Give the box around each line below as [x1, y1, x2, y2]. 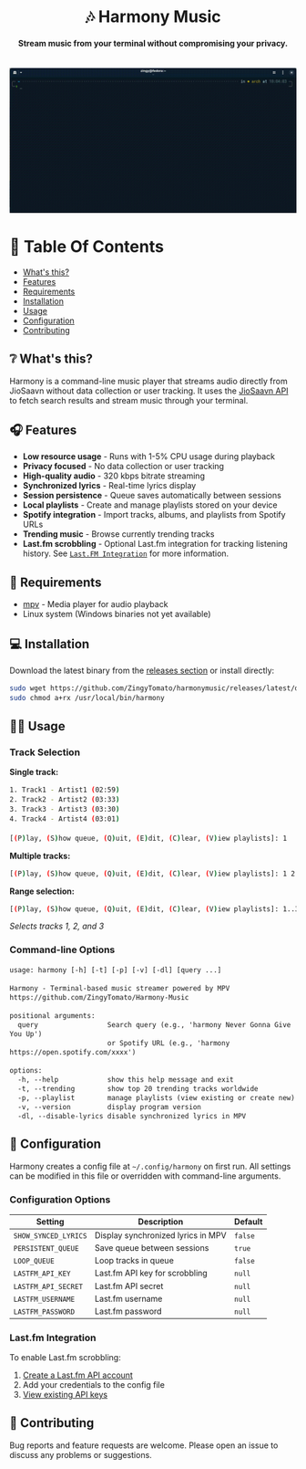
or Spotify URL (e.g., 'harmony [107, 1038, 230, 1047]
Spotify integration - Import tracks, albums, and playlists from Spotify [22, 509, 286, 520]
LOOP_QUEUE [13, 1257, 55, 1266]
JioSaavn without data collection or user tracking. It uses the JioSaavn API [9, 385, 289, 396]
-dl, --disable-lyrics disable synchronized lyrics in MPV [17, 1111, 247, 1120]
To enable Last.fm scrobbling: [9, 1351, 121, 1362]
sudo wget [9, 684, 47, 693]
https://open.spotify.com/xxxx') [9, 1047, 137, 1056]
